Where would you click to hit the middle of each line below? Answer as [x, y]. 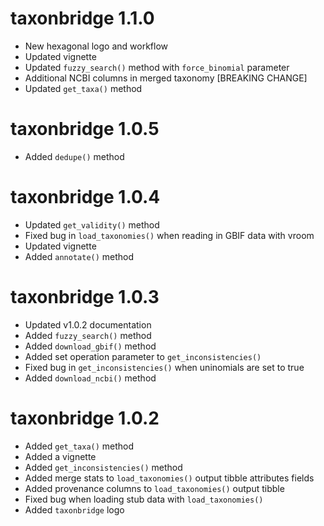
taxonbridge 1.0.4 [85, 197]
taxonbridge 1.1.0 [82, 18]
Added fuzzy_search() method [88, 335]
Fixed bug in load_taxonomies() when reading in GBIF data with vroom [169, 235]
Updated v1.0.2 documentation [88, 324]
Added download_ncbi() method [90, 378]
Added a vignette [60, 456]
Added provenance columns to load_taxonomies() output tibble [154, 488]
